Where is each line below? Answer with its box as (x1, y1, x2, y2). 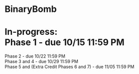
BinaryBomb (4, 3, 57, 15)
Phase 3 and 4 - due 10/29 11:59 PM (4, 59, 78, 65)
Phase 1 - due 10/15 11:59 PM (4, 37, 125, 48)
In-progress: (4, 26, 58, 38)
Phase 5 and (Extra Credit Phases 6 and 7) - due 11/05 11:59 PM (4, 64, 135, 70)
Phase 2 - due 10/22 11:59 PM (4, 53, 66, 59)
